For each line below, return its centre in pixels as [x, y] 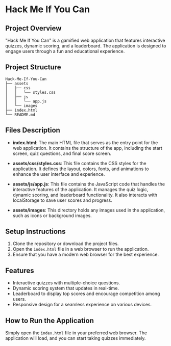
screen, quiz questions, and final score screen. [62, 153]
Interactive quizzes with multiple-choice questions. [66, 283]
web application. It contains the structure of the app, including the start [87, 148]
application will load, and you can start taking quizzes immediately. [76, 338]
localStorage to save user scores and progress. [62, 200]
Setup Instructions [35, 232]
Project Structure [33, 67]
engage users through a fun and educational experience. [65, 51]
